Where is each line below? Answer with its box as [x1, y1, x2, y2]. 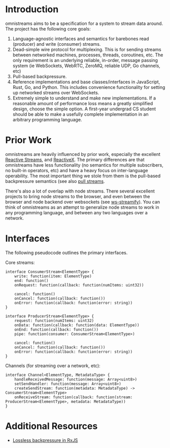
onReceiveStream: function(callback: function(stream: [14, 395, 133, 400]
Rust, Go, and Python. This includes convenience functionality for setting [12, 84, 165, 90]
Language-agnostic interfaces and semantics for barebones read [12, 36, 149, 42]
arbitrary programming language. [12, 116, 82, 122]
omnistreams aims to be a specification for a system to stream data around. [5, 20, 163, 26]
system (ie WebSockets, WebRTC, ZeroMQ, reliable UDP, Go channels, [12, 62, 161, 69]
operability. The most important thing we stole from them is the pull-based [5, 173, 161, 179]
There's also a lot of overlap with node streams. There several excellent [5, 188, 155, 194]
